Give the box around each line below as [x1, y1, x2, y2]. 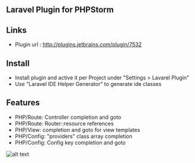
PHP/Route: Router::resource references [14, 119, 114, 127]
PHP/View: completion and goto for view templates [14, 126, 140, 133]
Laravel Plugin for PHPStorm [6, 5, 114, 15]
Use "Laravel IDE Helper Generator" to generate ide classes [14, 81, 162, 88]
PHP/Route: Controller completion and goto [14, 113, 122, 121]
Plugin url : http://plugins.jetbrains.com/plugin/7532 [14, 41, 142, 48]
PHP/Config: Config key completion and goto [14, 139, 126, 146]
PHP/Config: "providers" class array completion [14, 133, 132, 140]
